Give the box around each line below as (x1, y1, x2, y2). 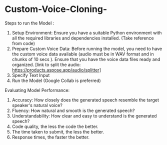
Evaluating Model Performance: (4, 87, 70, 93)
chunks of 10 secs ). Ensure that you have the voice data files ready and (11, 56, 160, 62)
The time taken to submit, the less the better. (11, 128, 104, 134)
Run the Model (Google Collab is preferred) (11, 77, 101, 83)
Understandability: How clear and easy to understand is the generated (11, 112, 157, 118)
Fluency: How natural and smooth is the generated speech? (11, 107, 135, 113)
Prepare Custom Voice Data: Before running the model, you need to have (11, 45, 162, 51)
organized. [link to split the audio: (11, 61, 81, 67)
